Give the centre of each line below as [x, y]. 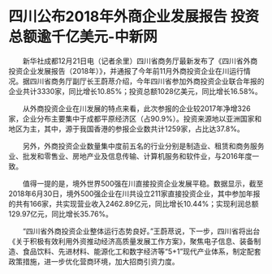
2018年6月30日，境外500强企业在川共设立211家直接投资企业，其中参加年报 [134, 193]
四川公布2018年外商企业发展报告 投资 [134, 17]
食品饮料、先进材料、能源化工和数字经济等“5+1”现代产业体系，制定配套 [142, 251]
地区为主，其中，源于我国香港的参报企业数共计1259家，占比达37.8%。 [127, 128]
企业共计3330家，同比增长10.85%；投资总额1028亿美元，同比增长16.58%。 [135, 91]
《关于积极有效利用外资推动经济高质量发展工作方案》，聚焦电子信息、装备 [131, 241]
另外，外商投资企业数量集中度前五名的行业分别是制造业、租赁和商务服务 [143, 146]
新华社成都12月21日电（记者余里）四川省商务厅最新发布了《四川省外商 [140, 61]
